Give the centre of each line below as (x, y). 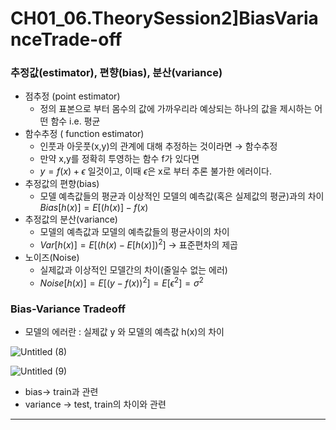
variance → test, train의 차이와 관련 (95, 404)
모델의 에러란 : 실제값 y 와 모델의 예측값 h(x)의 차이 (124, 332)
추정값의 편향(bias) (62, 184)
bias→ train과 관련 (61, 392)
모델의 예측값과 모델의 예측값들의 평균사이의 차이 (134, 232)
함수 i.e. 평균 (75, 121)
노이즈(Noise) (52, 258)
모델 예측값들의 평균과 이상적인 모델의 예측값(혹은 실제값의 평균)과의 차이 (182, 196)
